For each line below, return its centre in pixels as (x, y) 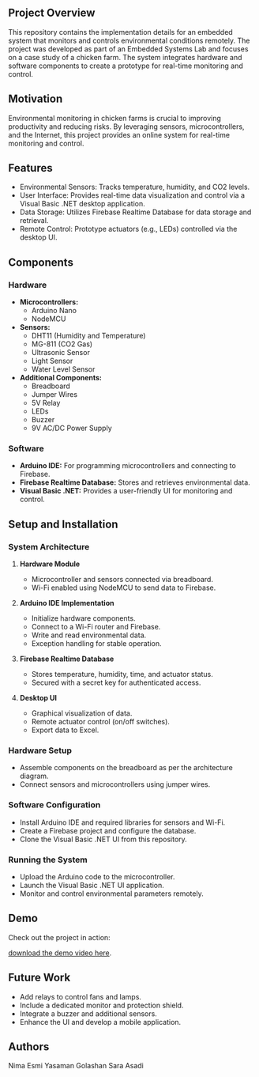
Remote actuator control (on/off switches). (100, 722)
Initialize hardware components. (83, 618)
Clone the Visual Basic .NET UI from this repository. (103, 839)
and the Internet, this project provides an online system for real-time (119, 134)
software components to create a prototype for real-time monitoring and (126, 66)
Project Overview (52, 13)
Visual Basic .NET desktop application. (83, 204)
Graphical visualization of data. (82, 713)
